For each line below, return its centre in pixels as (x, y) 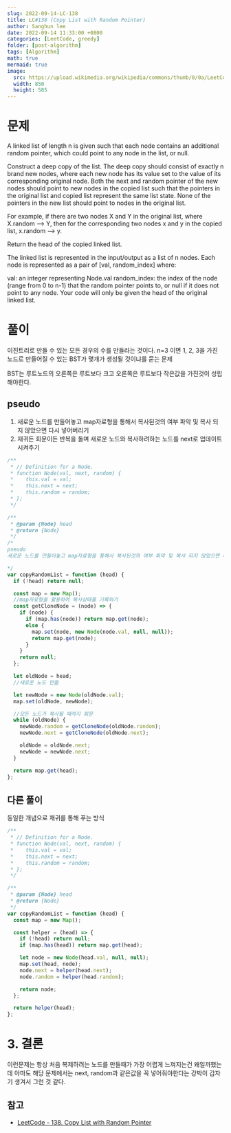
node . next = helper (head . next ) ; (66, 970)
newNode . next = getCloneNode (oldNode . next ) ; (84, 733)
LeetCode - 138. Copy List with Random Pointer (84, 1122)
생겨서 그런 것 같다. (40, 1082)
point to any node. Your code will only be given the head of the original (107, 293)
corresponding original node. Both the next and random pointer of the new (113, 181)
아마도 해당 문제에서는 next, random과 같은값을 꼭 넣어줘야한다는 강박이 (111, 1073)
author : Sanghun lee (37, 26)
